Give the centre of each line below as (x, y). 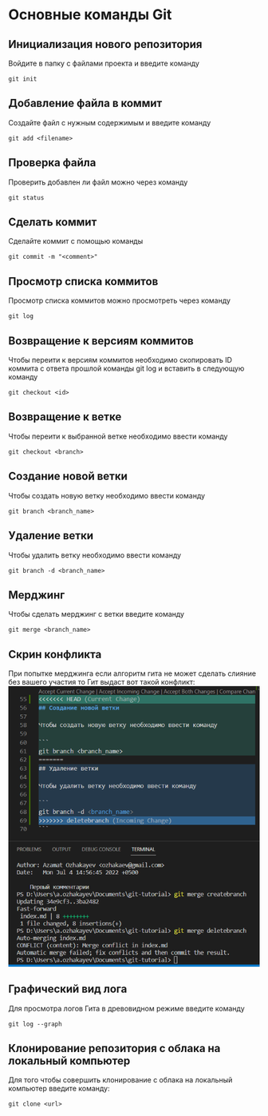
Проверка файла (52, 163)
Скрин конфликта (55, 654)
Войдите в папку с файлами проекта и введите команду (104, 63)
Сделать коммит (53, 222)
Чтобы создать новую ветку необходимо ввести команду (107, 495)
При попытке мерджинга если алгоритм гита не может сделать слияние (132, 673)
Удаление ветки (51, 536)
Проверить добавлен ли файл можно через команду (98, 182)
